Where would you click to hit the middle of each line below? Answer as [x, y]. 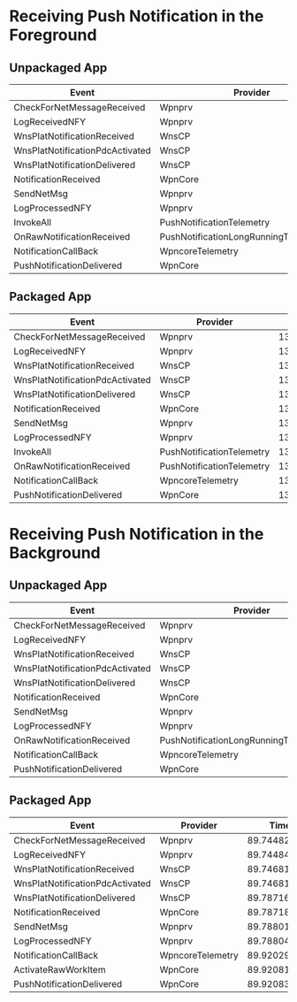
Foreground [53, 35]
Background [55, 553]
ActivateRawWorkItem [60, 969]
